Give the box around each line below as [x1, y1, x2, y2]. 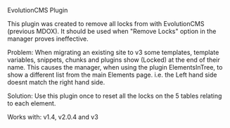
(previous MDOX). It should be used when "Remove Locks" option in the [7, 27, 217, 35]
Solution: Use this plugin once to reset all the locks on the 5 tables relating [7, 91, 222, 100]
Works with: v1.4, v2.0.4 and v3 [7, 113, 98, 121]
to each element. [7, 99, 56, 108]
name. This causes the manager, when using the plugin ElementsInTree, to [7, 63, 223, 71]
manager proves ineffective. [7, 34, 89, 43]
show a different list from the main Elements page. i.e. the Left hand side [7, 70, 217, 79]
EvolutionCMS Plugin [7, 6, 68, 14]
